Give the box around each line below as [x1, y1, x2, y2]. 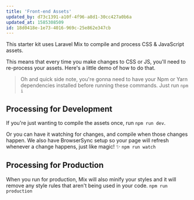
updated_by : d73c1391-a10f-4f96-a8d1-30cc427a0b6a [6, 14, 132, 20]
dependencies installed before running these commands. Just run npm [20, 82, 189, 89]
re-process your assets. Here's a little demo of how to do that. [6, 65, 156, 72]
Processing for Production [6, 160, 104, 170]
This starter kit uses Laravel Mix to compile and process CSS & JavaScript [6, 41, 185, 48]
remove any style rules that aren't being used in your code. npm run [6, 182, 168, 189]
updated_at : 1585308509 [6, 19, 64, 25]
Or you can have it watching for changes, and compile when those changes [6, 131, 188, 138]
